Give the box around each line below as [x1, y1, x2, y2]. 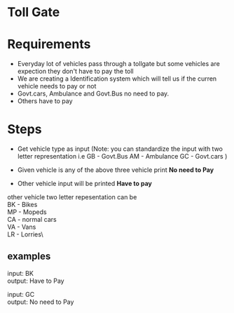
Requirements [7, 36, 91, 53]
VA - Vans [7, 222, 36, 232]
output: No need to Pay [7, 298, 74, 306]
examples [7, 251, 51, 262]
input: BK [7, 269, 34, 277]
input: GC [7, 290, 35, 298]
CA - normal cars [7, 215, 57, 224]
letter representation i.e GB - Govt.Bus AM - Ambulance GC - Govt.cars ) [17, 152, 228, 161]
